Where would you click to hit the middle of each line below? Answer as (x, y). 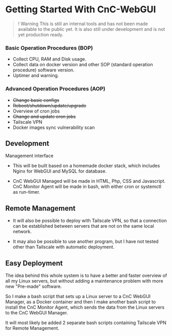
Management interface (30, 156)
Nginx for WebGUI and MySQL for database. (60, 171)
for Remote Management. (32, 328)
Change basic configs (36, 100)
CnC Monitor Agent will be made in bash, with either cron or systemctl (87, 186)
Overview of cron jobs (36, 111)
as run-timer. (26, 192)
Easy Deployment (34, 263)
